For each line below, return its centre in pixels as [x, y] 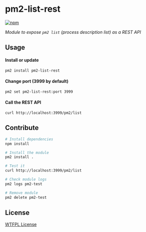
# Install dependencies [29, 139]
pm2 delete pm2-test [26, 197]
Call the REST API [23, 103]
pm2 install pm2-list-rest [32, 70]
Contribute [22, 128]
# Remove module [21, 193]
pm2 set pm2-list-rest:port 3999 [39, 92]
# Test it [15, 166]
